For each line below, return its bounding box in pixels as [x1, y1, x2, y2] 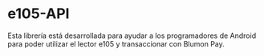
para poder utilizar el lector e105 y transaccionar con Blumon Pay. [7, 39, 225, 48]
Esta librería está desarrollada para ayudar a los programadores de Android [7, 31, 257, 40]
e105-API [7, 5, 70, 23]
